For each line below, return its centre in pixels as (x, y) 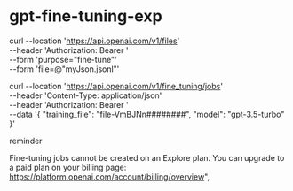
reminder (26, 141)
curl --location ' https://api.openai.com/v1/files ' (95, 41)
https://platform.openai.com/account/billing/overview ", (110, 176)
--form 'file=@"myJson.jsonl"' (64, 69)
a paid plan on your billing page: (68, 167)
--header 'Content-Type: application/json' (86, 95)
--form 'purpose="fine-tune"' (63, 59)
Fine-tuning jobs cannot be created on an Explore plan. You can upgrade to (147, 157)
